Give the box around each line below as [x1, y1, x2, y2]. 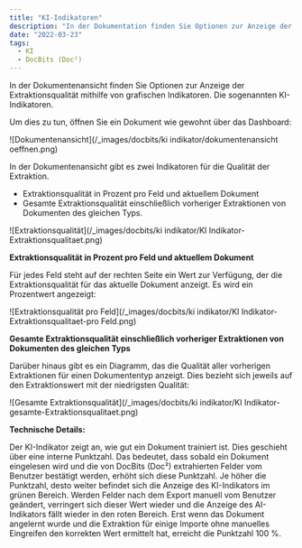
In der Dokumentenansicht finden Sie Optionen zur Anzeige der [9, 80, 245, 90]
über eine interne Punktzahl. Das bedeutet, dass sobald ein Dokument [9, 451, 270, 461]
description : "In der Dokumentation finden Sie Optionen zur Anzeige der [9, 22, 293, 31]
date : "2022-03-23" [9, 30, 83, 39]
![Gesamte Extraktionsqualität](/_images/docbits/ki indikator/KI [9, 397, 243, 407]
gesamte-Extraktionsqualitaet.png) [9, 407, 139, 417]
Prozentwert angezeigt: [9, 289, 96, 299]
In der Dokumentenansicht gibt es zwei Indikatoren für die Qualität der [9, 162, 270, 172]
